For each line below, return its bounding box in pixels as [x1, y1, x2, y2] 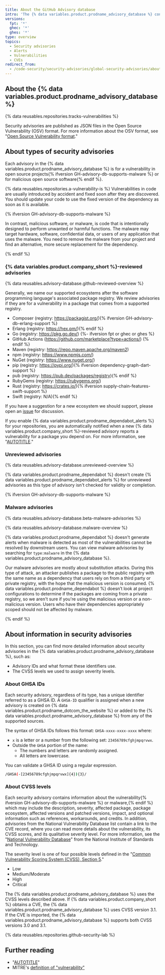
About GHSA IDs [5, 680, 45, 687]
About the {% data [5, 85, 63, 93]
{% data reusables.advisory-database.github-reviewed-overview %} [5, 280, 144, 286]
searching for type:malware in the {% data [5, 550, 90, 556]
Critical [12, 881, 27, 887]
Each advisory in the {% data [5, 160, 64, 166]
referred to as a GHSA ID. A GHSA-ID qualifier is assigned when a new [5, 697, 144, 703]
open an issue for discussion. [5, 408, 65, 414]
